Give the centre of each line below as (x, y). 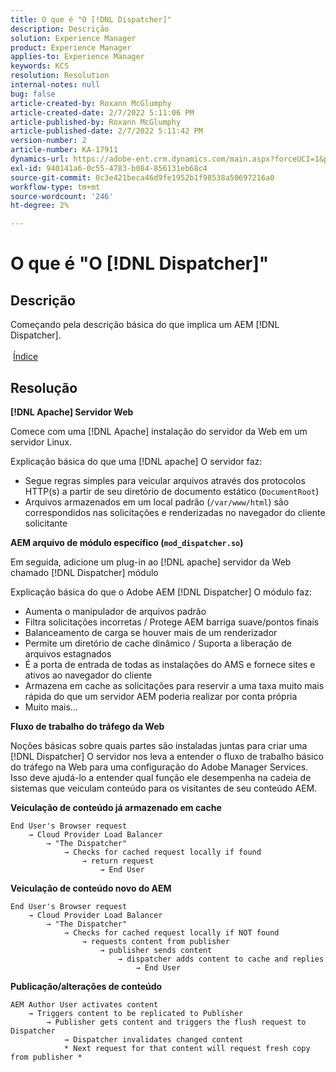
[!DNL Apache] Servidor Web (72, 412)
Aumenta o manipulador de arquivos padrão (115, 611)
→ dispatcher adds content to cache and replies (221, 959)
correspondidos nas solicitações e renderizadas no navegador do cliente (175, 512)
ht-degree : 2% (40, 206)
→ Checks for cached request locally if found (162, 852)
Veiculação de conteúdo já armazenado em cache (116, 807)
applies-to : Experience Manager (77, 57)
